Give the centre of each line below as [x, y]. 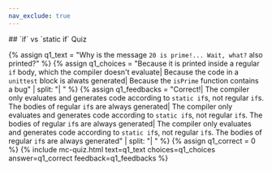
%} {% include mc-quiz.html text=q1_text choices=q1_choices [112, 149]
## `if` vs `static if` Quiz [47, 39]
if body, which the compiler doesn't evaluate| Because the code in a [124, 72]
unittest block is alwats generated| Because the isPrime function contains [134, 80]
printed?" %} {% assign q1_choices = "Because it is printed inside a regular [134, 63]
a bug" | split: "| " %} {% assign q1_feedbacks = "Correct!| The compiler [129, 89]
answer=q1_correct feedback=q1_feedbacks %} [89, 158]
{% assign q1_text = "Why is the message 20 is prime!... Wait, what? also [136, 54]
